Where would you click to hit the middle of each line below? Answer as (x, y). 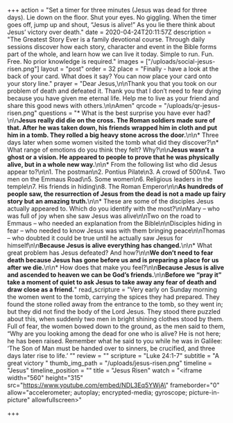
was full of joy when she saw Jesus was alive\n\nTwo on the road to (104, 216)
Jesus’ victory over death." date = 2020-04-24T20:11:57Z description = (109, 32)
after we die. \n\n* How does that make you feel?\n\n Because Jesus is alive (116, 267)
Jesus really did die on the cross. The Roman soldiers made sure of (117, 120)
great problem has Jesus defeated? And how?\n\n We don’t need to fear (110, 253)
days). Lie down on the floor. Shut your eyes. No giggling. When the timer (112, 17)
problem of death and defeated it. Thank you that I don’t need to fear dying (114, 91)
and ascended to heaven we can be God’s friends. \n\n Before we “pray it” (114, 275)
